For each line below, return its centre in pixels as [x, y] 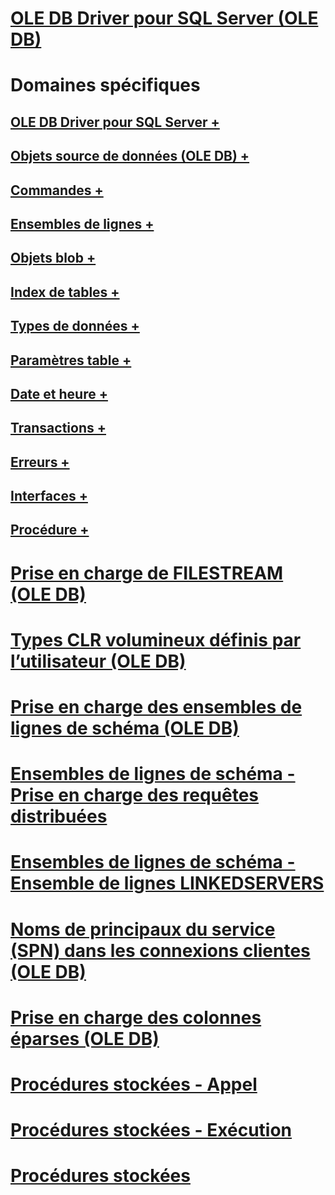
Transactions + [58, 428]
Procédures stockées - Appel [134, 1084]
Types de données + [75, 326]
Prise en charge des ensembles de [156, 707]
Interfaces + [49, 496]
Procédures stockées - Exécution [151, 1130]
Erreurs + [40, 462]
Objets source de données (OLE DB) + [130, 156]
